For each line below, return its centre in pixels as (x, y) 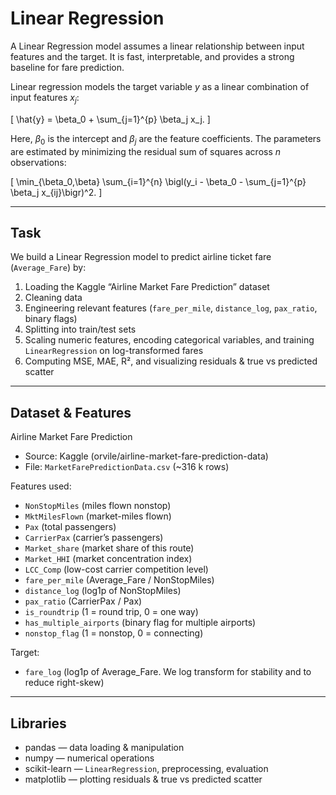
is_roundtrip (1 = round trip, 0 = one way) (111, 612)
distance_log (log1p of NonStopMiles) (103, 591)
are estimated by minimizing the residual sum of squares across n (146, 151)
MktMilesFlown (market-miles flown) (98, 516)
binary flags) (51, 319)
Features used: (41, 486)
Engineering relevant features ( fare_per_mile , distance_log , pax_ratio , (171, 308)
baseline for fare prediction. (67, 67)
